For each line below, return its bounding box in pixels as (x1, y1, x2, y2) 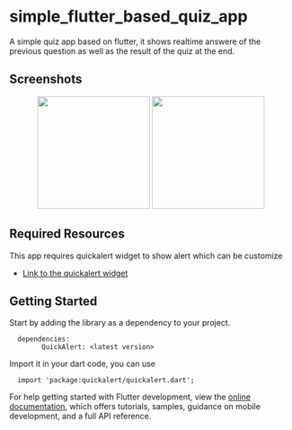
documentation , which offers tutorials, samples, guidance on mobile (9, 401, 261, 412)
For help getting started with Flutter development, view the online (9, 391, 252, 402)
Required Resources (9, 227, 126, 242)
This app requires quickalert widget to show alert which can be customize (9, 250, 283, 261)
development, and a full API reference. (9, 411, 152, 422)
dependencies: (17, 335, 70, 344)
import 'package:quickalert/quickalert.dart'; (17, 376, 195, 385)
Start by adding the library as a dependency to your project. (9, 318, 231, 328)
